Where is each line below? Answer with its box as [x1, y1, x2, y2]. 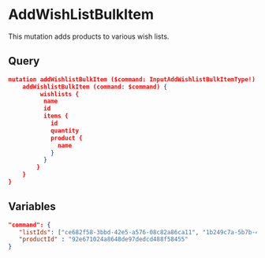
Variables [8, 200, 57, 214]
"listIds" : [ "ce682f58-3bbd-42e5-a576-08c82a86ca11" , [18, 228, 200, 236]
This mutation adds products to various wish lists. [8, 32, 170, 41]
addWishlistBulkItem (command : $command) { [22, 83, 168, 91]
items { [43, 112, 69, 120]
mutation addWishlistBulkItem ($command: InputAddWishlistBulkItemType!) [8, 75, 256, 84]
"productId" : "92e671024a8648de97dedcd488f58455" [18, 235, 189, 244]
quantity [50, 126, 80, 135]
